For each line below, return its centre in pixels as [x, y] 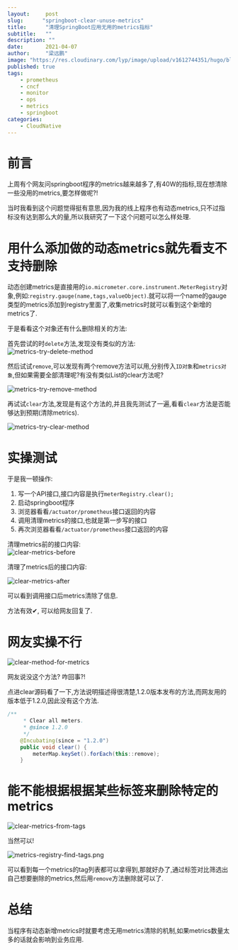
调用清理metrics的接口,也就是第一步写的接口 [82, 520]
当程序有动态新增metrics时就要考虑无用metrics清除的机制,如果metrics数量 [115, 931]
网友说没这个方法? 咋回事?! [47, 677]
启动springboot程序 [46, 503]
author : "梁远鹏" [38, 54]
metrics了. [22, 313]
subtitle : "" [30, 34]
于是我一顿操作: [30, 479]
